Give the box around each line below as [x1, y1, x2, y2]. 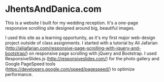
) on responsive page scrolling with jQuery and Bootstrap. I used [26, 50, 157, 56]
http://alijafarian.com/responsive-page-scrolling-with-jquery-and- [6, 45, 141, 51]
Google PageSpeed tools [5, 61, 56, 67]
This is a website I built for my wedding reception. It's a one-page [5, 20, 138, 26]
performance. [5, 71, 33, 77]
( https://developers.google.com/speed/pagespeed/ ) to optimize [5, 66, 135, 72]
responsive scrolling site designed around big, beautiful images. [5, 25, 135, 31]
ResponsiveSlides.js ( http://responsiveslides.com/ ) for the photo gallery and [5, 55, 160, 61]
